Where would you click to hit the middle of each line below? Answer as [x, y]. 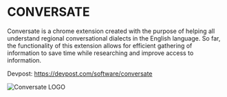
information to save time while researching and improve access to [100, 53]
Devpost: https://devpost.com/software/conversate [80, 74]
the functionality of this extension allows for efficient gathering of [100, 45]
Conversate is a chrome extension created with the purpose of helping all [111, 31]
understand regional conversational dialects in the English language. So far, [114, 38]
